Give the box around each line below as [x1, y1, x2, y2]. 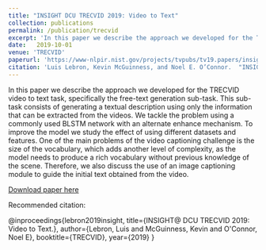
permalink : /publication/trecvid [8, 26, 119, 34]
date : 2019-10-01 [8, 41, 73, 49]
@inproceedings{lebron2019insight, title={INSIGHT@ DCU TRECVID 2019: [8, 215, 250, 225]
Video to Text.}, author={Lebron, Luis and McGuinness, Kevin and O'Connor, [8, 224, 257, 233]
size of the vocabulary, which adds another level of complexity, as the [8, 144, 236, 153]
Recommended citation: [8, 200, 86, 210]
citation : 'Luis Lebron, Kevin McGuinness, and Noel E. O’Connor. [8, 63, 232, 71]
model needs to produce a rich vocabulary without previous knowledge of [8, 152, 249, 162]
